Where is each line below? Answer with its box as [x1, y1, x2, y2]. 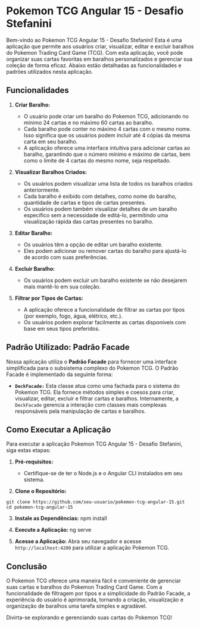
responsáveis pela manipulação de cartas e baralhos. [14, 407, 146, 415]
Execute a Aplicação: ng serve [14, 526, 92, 534]
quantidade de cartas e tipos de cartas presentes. [23, 199, 146, 206]
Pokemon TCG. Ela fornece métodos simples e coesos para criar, [14, 388, 175, 396]
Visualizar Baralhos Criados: [14, 168, 87, 175]
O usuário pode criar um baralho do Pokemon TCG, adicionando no [23, 112, 189, 120]
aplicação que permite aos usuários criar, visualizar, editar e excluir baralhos [6, 43, 194, 50]
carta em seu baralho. [23, 138, 78, 145]
